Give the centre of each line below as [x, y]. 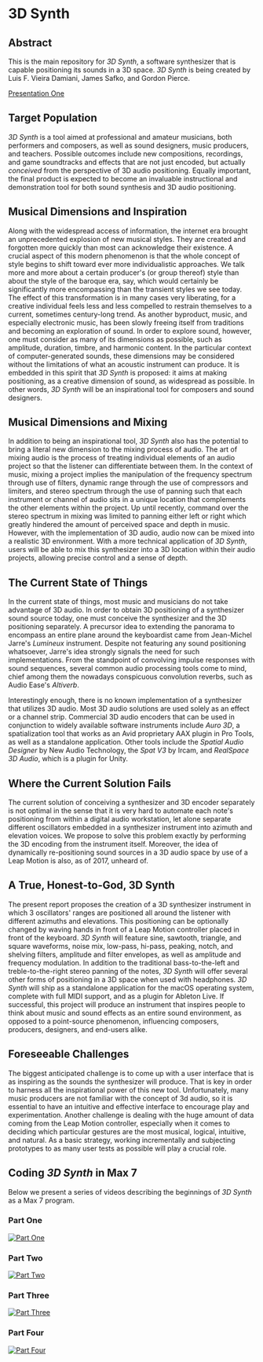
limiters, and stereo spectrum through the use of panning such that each [125, 491]
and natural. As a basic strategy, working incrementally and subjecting [122, 1140]
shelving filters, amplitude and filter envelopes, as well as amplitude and [125, 954]
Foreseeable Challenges [69, 1054]
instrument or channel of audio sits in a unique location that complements [127, 500]
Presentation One [37, 93]
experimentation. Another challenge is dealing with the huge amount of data [131, 1115]
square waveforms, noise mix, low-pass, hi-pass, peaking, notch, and [121, 946]
